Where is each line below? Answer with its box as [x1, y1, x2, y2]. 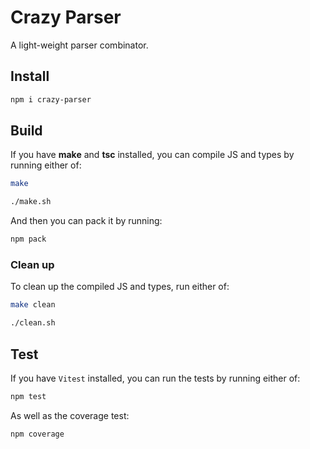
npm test [10, 391, 47, 401]
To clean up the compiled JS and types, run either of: [10, 281, 230, 293]
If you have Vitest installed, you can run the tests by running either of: [10, 372, 301, 384]
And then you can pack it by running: [10, 215, 163, 227]
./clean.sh [10, 318, 56, 328]
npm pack [10, 234, 47, 245]
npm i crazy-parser [10, 94, 92, 105]
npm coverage [10, 429, 65, 439]
